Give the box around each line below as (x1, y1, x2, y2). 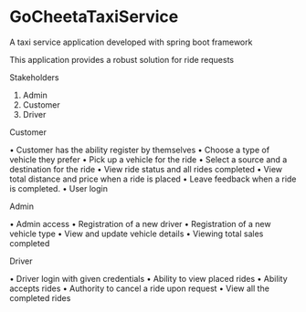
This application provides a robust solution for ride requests (9, 54, 235, 65)
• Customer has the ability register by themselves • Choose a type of (9, 144, 270, 155)
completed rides (9, 292, 71, 303)
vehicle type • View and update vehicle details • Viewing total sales (9, 228, 264, 239)
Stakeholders (9, 71, 59, 83)
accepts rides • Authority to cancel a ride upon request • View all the (9, 283, 269, 294)
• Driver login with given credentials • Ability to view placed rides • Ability (9, 273, 288, 284)
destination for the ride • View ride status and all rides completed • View (9, 163, 283, 174)
